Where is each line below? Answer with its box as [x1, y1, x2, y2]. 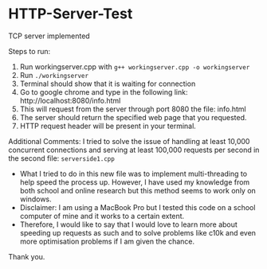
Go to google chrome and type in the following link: [19, 87, 188, 96]
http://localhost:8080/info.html [19, 96, 121, 105]
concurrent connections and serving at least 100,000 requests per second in [8, 145, 260, 154]
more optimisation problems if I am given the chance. [19, 236, 195, 246]
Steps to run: [8, 46, 51, 56]
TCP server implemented [8, 31, 90, 41]
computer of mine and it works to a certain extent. [19, 211, 185, 220]
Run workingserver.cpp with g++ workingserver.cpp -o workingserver [19, 61, 250, 72]
